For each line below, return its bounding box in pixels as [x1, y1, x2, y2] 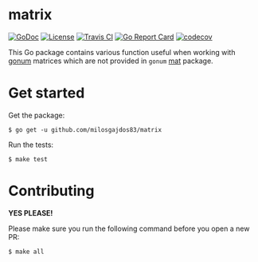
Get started [8, 84, 85, 102]
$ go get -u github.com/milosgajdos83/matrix [8, 125, 162, 133]
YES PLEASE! [8, 208, 53, 217]
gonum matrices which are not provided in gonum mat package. [8, 56, 213, 65]
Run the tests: [8, 140, 54, 149]
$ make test [8, 155, 48, 163]
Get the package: [8, 110, 65, 120]
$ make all [8, 248, 45, 256]
